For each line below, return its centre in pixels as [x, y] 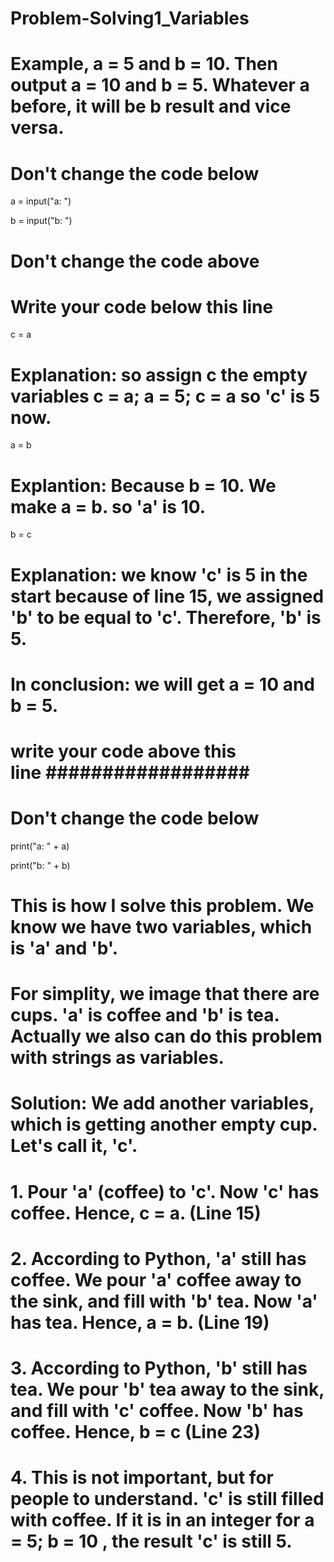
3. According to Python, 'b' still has [159, 1368]
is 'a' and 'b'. [64, 948]
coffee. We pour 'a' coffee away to [156, 1279]
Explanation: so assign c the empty [159, 374]
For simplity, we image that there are [165, 994]
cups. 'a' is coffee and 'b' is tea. [145, 1015]
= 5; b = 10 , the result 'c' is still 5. [151, 1541]
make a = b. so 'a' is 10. [108, 506]
